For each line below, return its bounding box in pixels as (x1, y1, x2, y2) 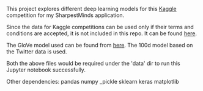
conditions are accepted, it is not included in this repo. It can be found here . (6, 30, 197, 37)
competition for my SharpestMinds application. (6, 12, 125, 19)
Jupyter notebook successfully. (6, 66, 86, 73)
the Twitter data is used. (6, 48, 67, 55)
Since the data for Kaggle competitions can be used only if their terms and (6, 24, 194, 30)
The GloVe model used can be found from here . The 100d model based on (6, 42, 193, 49)
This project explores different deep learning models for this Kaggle (6, 5, 177, 12)
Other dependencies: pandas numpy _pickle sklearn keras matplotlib (6, 78, 179, 85)
